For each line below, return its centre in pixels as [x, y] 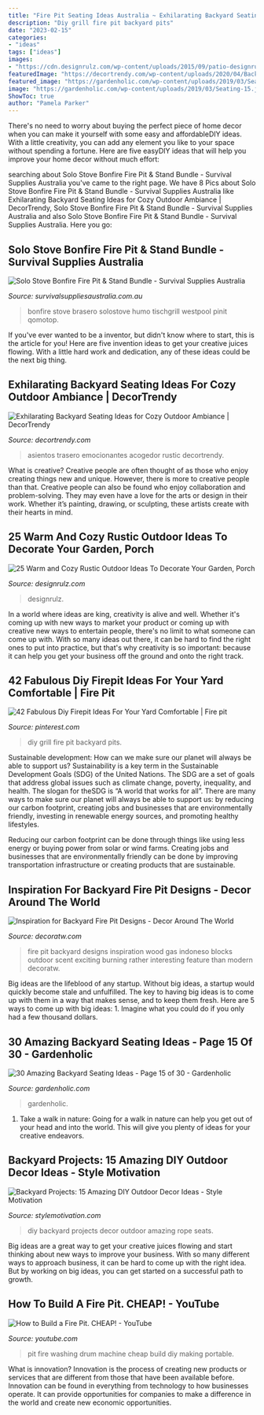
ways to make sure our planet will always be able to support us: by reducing [131, 800]
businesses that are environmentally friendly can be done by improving [123, 856]
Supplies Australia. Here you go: [60, 225]
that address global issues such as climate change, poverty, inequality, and [130, 783]
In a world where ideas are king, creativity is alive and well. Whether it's [124, 614]
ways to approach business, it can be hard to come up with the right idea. [127, 1262]
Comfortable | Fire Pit [62, 693]
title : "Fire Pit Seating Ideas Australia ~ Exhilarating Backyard [121, 15]
